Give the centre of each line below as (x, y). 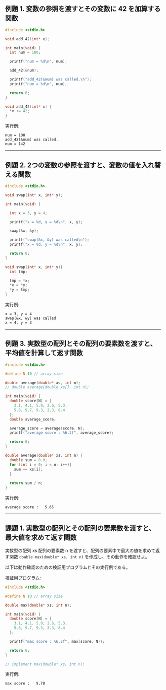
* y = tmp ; (20, 290)
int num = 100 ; (25, 53)
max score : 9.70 (25, 684)
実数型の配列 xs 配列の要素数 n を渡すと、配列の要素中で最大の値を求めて (80, 551)
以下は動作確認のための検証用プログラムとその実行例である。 (68, 567)
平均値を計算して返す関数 (44, 353)
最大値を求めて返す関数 (41, 538)
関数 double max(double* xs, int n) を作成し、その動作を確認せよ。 (79, 556)
